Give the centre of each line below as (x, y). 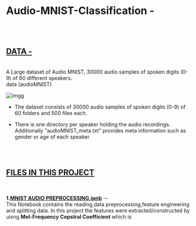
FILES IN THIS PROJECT (50, 173)
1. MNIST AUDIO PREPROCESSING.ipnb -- (57, 198)
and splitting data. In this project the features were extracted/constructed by (98, 210)
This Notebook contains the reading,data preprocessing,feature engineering (98, 204)
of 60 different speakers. (42, 78)
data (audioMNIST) (29, 84)
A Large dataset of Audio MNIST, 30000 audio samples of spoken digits (93, 72)
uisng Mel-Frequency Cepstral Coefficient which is (69, 217)
